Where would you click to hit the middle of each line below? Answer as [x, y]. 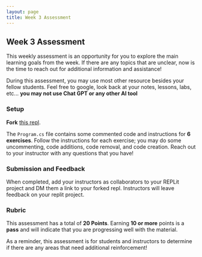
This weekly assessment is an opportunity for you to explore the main [92, 56]
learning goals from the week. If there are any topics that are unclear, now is [101, 63]
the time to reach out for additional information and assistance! [84, 69]
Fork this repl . [23, 122]
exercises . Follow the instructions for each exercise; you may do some [94, 140]
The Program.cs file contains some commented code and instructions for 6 [99, 134]
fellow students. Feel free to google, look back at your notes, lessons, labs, [99, 87]
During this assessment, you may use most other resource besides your [95, 81]
